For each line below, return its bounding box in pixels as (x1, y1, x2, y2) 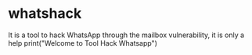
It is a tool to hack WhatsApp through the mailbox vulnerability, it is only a (8, 30, 245, 40)
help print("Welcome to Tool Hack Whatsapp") (8, 38, 158, 47)
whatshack (8, 5, 82, 22)
